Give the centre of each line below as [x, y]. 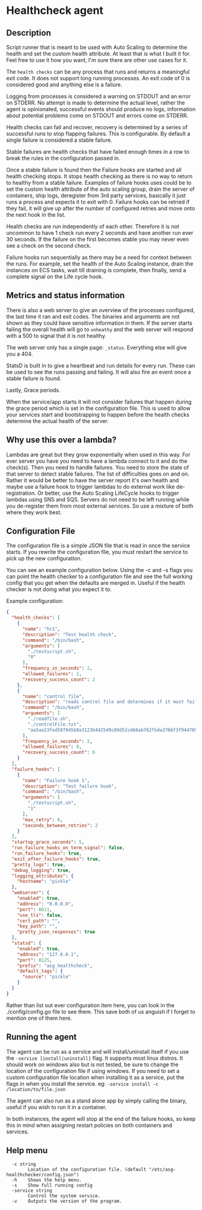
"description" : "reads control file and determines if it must [103, 702]
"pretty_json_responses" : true [56, 932]
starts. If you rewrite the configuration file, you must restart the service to [97, 552]
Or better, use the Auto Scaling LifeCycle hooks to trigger [108, 493]
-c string [24, 1164]
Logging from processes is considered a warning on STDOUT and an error [99, 96]
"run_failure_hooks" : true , [47, 854]
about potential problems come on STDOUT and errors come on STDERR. [97, 116]
